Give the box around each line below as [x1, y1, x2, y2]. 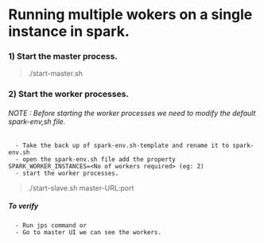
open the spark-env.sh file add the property [22, 155, 177, 164]
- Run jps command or [15, 221, 87, 229]
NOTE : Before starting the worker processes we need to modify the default [8, 109, 256, 118]
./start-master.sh [27, 69, 83, 79]
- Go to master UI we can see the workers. [15, 228, 161, 236]
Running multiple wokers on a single [8, 6, 253, 24]
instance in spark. [8, 22, 130, 40]
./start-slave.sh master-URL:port [27, 183, 134, 192]
